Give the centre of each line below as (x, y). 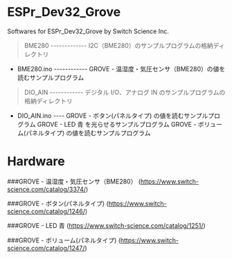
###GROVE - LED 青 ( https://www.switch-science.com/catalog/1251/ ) (106, 225)
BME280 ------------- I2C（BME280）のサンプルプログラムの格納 (118, 45)
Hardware (36, 162)
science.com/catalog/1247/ (46, 248)
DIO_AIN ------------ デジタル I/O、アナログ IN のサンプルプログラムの (125, 92)
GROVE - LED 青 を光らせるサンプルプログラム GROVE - (117, 124)
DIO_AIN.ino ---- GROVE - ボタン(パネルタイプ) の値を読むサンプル (113, 116)
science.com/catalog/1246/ (46, 211)
